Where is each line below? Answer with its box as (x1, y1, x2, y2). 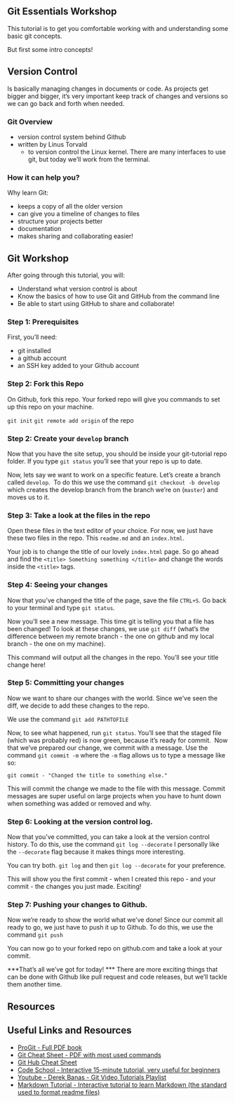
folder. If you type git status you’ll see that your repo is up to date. (7, 456, 203, 465)
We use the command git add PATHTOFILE (7, 715, 129, 723)
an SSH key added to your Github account (17, 362, 140, 370)
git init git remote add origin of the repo (7, 416, 135, 424)
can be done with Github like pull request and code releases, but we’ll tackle (7, 972, 228, 982)
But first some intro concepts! (7, 45, 93, 53)
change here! (7, 660, 46, 669)
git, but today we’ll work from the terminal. (27, 154, 151, 164)
